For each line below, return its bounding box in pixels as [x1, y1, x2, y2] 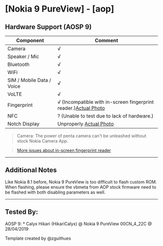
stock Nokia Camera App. [16, 138, 68, 144]
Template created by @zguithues [5, 235, 71, 241]
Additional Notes [5, 166, 57, 174]
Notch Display [7, 120, 40, 127]
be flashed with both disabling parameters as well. [5, 189, 106, 195]
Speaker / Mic [7, 53, 40, 60]
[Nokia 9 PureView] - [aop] [5, 3, 114, 15]
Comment [95, 37, 118, 44]
